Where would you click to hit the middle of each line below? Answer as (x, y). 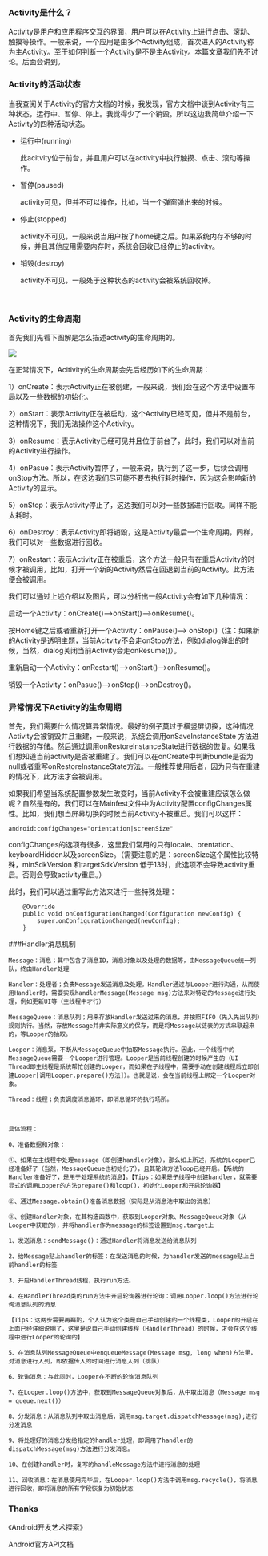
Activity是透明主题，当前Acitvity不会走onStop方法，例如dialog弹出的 (128, 640)
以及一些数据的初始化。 (54, 396)
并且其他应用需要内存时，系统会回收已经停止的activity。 (127, 246)
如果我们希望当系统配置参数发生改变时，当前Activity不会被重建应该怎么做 (129, 794)
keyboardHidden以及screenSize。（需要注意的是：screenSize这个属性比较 (130, 855)
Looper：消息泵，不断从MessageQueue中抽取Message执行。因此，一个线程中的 (122, 1050)
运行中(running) (46, 140)
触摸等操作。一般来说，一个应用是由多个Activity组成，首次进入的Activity (128, 42)
